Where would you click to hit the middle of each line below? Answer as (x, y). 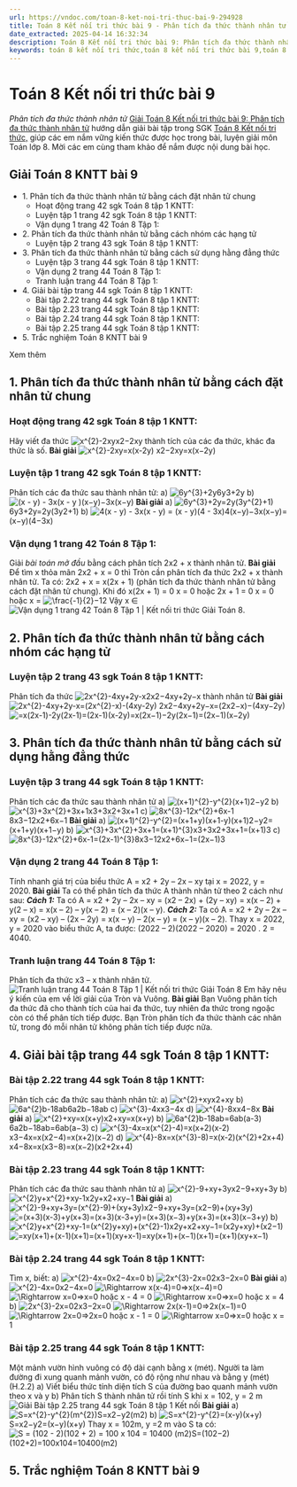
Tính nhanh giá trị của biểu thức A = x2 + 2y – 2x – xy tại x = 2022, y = (137, 881)
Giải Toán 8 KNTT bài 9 (74, 175)
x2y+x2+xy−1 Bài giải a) (129, 1198)
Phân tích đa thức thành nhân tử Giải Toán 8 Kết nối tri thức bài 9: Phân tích (147, 119)
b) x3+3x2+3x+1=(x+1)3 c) (173, 829)
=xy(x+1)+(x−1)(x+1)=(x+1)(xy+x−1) (205, 1236)
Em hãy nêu (265, 990)
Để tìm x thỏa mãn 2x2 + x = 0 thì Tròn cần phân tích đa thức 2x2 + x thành (146, 572)
